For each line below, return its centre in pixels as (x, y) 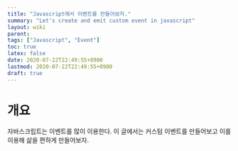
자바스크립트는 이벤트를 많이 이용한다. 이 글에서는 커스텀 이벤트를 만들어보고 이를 (119, 131)
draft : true (25, 73)
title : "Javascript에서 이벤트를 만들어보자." (69, 14)
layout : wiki (27, 27)
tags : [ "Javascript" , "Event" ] (54, 40)
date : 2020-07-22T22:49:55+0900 (55, 60)
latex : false (27, 54)
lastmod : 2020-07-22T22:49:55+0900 (60, 67)
